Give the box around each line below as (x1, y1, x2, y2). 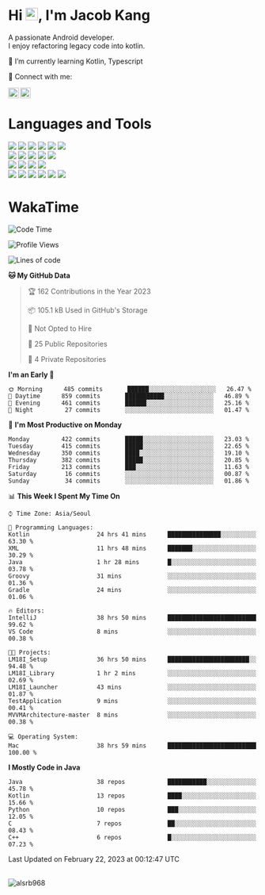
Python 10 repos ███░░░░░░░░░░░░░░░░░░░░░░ (8, 805, 257, 813)
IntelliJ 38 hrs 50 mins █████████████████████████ (8, 613, 257, 621)
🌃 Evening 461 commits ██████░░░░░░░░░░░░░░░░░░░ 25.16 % (8, 399, 249, 407)
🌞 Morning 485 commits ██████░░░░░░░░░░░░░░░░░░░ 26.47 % (8, 385, 252, 393)
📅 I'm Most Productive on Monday (8, 420, 123, 429)
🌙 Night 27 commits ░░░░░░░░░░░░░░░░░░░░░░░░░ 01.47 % (8, 405, 249, 414)
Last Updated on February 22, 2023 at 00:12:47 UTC (8, 854, 180, 863)
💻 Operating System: (8, 732, 79, 740)
